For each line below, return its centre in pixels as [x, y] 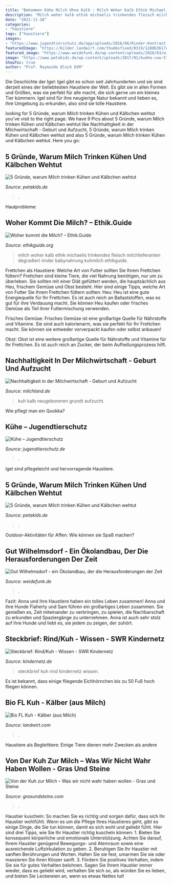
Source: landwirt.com [28, 725]
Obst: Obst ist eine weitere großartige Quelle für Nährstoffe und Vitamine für [86, 339]
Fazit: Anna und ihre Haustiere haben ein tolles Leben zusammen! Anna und [85, 601]
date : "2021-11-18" [26, 19]
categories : [18, 24]
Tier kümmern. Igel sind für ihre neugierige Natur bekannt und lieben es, [81, 98]
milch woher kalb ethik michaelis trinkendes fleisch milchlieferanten [89, 255]
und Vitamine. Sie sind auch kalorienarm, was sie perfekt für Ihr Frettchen [83, 324]
